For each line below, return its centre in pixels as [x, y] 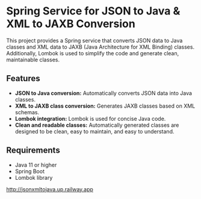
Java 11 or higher [36, 165]
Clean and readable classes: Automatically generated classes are [97, 125]
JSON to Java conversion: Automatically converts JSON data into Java [104, 93]
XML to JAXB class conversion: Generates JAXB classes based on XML [105, 106]
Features [23, 78]
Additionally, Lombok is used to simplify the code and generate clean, [93, 53]
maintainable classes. [33, 60]
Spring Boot [30, 171]
